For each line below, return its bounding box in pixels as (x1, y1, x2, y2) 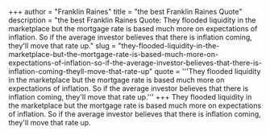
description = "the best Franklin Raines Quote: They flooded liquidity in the (8, 15, 256, 25)
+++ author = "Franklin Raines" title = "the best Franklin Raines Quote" (8, 7, 243, 16)
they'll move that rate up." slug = (8, 41, 117, 51)
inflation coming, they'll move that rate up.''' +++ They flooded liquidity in (8, 92, 252, 101)
